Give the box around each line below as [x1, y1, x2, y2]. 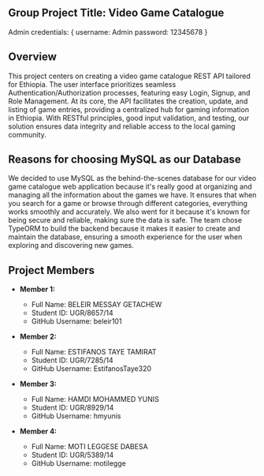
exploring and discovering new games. [8, 241, 134, 250]
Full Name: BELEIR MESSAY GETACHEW [31, 300, 162, 309]
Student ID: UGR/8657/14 [31, 308, 114, 318]
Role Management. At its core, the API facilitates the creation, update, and [8, 96, 248, 106]
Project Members [8, 264, 95, 277]
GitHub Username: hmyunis [31, 411, 121, 421]
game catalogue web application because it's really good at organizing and [8, 182, 252, 192]
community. [8, 129, 46, 139]
